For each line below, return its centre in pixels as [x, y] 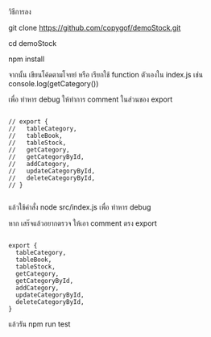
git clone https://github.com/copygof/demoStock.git [95, 28]
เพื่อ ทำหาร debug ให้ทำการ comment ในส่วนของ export [91, 99]
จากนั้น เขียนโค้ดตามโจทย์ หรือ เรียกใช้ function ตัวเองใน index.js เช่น [106, 75]
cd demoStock [33, 43]
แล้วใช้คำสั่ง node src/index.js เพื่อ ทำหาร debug [80, 207]
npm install [27, 59]
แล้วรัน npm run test [39, 324]
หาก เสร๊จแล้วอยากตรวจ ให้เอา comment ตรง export [83, 223]
